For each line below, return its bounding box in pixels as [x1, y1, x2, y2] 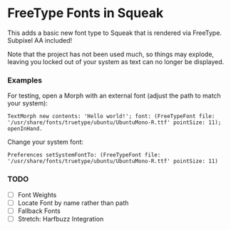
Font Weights [17, 190, 57, 199]
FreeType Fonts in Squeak [7, 5, 164, 21]
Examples [7, 75, 43, 85]
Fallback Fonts [17, 207, 61, 215]
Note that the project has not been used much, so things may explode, [7, 50, 215, 58]
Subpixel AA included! [7, 36, 73, 44]
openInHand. [7, 125, 43, 132]
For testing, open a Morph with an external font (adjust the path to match [7, 91, 221, 100]
